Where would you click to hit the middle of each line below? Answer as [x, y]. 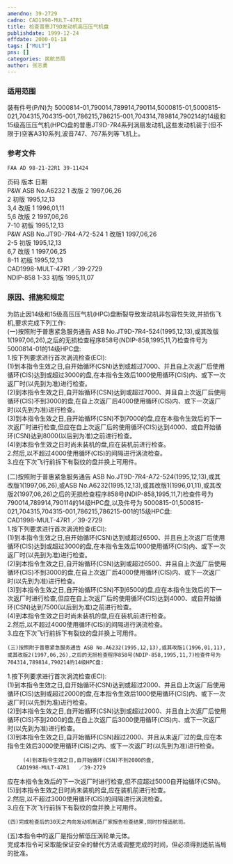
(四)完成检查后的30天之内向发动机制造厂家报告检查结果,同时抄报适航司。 [98, 822]
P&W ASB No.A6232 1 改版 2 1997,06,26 [64, 191]
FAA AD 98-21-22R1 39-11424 [48, 168]
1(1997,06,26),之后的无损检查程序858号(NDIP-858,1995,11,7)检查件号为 [107, 340]
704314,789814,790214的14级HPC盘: [56, 662]
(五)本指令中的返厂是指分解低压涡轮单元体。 [71, 835]
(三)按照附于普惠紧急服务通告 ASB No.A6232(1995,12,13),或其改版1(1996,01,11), [116, 648]
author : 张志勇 [27, 65]
